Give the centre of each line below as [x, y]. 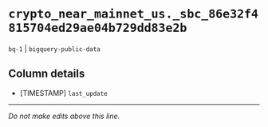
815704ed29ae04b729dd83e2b [98, 28]
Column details [47, 74]
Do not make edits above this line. [64, 116]
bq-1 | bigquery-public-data [55, 48]
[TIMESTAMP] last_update [63, 93]
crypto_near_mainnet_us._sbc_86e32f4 [134, 14]
